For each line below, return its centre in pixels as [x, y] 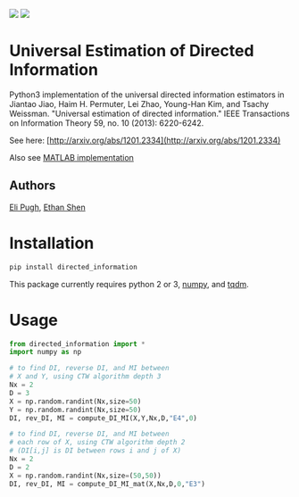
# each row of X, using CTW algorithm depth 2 [97, 443]
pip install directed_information [74, 267]
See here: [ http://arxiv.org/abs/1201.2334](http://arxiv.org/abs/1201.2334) [145, 140]
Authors [33, 186]
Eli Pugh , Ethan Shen [48, 207]
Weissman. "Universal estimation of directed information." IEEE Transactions [149, 113]
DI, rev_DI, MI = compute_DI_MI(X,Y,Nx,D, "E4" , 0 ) [104, 418]
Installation [52, 243]
